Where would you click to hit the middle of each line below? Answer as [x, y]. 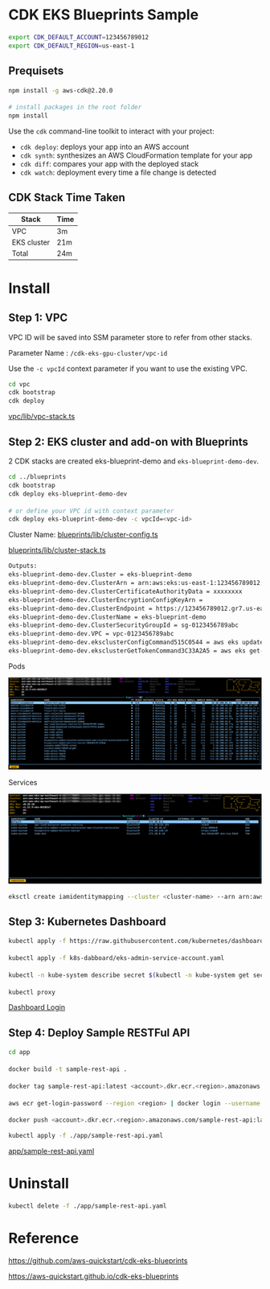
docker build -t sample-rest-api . [68, 1069]
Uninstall [39, 1184]
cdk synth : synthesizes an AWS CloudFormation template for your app [136, 155]
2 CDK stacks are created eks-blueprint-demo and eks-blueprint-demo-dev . [134, 461]
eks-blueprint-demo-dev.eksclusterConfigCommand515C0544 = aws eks [124, 642]
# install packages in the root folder [75, 107]
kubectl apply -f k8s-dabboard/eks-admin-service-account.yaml [117, 958]
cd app [19, 1052]
